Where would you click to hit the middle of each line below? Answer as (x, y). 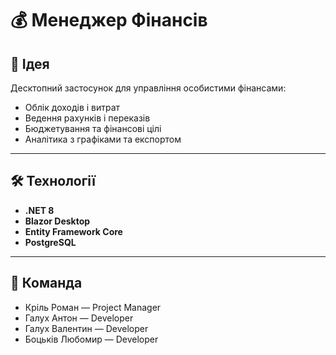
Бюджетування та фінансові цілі (93, 128)
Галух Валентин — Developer (86, 328)
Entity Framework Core (73, 231)
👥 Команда (46, 283)
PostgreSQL (50, 242)
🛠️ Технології (53, 181)
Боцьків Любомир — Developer (91, 339)
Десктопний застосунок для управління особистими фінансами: (148, 88)
